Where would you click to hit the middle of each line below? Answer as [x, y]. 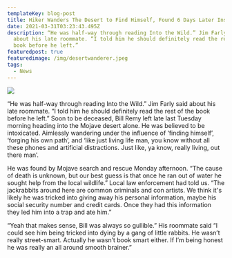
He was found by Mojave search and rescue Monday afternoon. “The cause [115, 168]
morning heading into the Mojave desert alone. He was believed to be [106, 125]
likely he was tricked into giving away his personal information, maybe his [112, 197]
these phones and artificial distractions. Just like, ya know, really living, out [114, 147]
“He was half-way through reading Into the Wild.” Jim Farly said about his [112, 103]
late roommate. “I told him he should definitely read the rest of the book [109, 111]
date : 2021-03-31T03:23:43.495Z [54, 26]
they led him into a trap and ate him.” [59, 212]
